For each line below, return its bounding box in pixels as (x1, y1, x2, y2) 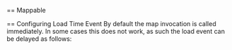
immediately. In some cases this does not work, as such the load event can (6, 27, 226, 35)
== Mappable (6, 6, 47, 14)
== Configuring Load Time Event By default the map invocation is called (6, 20, 216, 27)
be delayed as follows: (6, 35, 72, 43)
